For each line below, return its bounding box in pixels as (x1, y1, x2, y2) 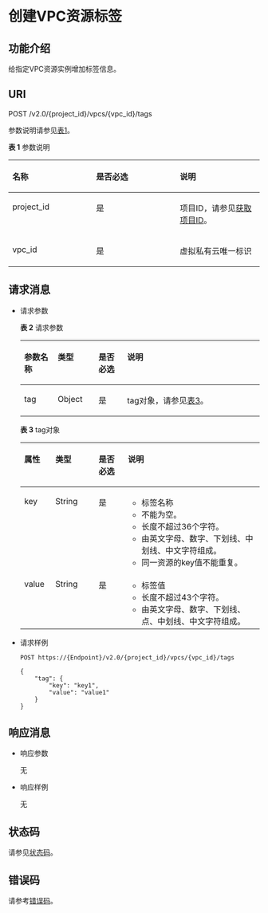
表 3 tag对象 (19, 424, 61, 435)
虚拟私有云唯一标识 (179, 245, 253, 256)
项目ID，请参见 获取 (179, 203, 252, 214)
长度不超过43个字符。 (140, 592, 224, 603)
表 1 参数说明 (8, 142, 50, 152)
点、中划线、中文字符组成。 (140, 616, 246, 627)
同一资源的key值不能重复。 (140, 557, 243, 568)
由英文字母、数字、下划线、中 (140, 533, 254, 544)
